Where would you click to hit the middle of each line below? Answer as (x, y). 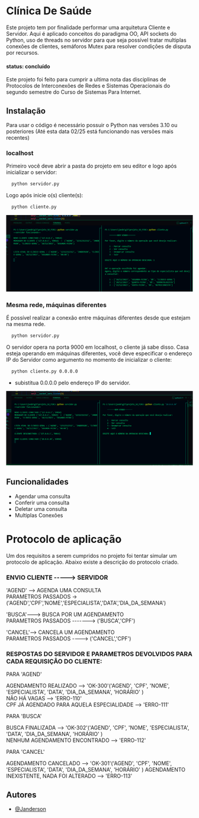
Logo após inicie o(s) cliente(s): (45, 195)
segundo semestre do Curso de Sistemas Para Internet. (74, 92)
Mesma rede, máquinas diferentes (57, 305)
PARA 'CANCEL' (26, 752)
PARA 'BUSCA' (24, 716)
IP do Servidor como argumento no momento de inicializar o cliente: (89, 359)
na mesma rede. (26, 324)
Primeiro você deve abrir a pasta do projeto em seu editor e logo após (92, 166)
